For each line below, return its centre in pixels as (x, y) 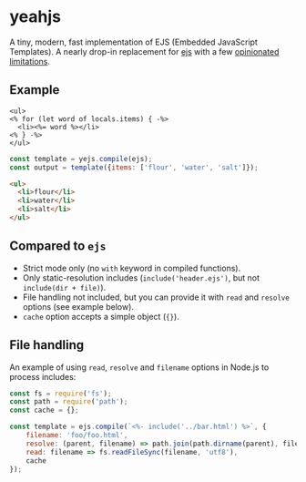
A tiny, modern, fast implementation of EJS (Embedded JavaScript (133, 42)
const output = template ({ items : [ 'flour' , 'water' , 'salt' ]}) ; (134, 167)
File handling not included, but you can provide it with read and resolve (156, 297)
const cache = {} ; (44, 410)
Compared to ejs (58, 246)
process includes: (43, 376)
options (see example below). (78, 306)
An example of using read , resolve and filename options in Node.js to (139, 367)
